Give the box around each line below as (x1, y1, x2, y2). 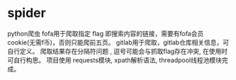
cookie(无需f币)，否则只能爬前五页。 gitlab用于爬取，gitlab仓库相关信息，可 (7, 38, 230, 47)
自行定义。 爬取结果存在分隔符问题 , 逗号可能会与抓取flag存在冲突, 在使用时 (7, 47, 228, 55)
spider (7, 5, 46, 21)
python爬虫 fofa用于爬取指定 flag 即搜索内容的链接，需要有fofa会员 (7, 29, 204, 38)
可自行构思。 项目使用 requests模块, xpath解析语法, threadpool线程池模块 (7, 55, 222, 64)
